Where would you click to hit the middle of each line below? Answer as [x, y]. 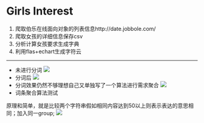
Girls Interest [40, 11]
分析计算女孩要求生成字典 [47, 44]
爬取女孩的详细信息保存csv [49, 36]
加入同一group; [36, 113]
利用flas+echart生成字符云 [48, 51]
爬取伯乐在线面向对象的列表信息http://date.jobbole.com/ [85, 28]
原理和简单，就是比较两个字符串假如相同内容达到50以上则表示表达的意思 [97, 105]
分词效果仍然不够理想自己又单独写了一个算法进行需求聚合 [87, 85]
